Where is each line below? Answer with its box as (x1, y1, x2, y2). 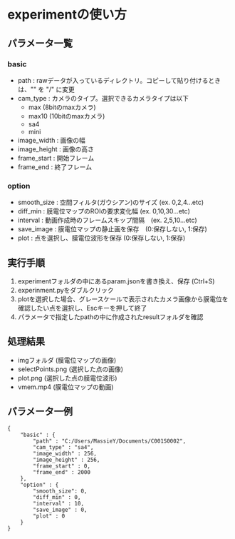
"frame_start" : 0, (33, 462, 91, 470)
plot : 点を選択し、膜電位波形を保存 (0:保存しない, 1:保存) (17, 233, 186, 243)
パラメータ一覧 (7, 37, 73, 49)
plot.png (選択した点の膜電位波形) (17, 373, 117, 382)
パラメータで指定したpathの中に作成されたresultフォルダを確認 (17, 312, 204, 321)
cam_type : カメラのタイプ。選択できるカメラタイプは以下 (17, 94, 189, 102)
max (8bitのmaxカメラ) (28, 103, 96, 111)
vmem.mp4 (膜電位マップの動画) (17, 383, 114, 391)
